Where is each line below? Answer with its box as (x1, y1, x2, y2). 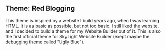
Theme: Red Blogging (5, 4, 75, 13)
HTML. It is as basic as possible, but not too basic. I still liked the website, (5, 23, 159, 29)
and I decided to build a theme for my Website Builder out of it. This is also (5, 28, 161, 34)
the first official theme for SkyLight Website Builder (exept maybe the (5, 33, 150, 39)
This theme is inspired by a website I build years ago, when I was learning (5, 17, 160, 23)
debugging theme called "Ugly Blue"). (5, 39, 85, 45)
